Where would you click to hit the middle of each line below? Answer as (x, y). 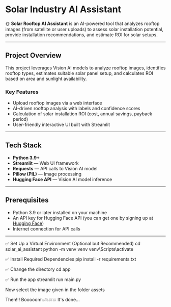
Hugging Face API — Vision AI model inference (62, 179)
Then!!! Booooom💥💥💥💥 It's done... (42, 299)
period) (20, 119)
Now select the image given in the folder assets (55, 290)
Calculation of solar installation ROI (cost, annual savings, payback (82, 114)
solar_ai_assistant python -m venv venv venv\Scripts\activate (69, 249)
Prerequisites (27, 200)
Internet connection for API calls (46, 228)
